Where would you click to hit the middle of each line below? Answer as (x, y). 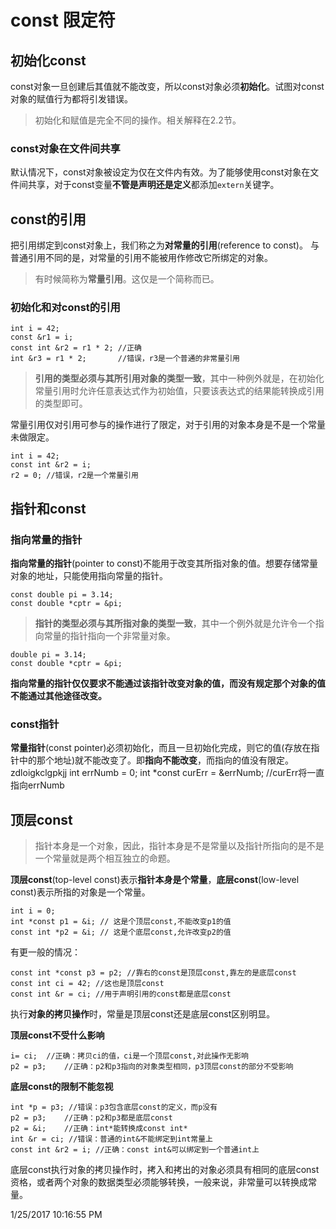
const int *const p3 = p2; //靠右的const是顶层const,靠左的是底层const (153, 973)
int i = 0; (33, 911)
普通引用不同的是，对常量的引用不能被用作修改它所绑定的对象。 (141, 258)
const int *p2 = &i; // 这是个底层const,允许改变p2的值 (121, 932)
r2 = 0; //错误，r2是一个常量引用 (74, 476)
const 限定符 (63, 20)
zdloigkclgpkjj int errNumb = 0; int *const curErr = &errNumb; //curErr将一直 (167, 773)
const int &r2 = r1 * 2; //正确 (76, 348)
